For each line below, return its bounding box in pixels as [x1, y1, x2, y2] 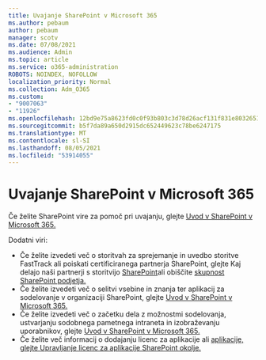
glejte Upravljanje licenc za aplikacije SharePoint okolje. [19, 343, 202, 353]
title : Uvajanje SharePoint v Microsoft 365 [8, 11, 158, 20]
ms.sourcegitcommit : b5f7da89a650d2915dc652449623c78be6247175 [8, 122, 222, 130]
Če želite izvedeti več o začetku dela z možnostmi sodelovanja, [19, 309, 227, 319]
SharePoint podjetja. [19, 276, 86, 286]
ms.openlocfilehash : [8, 115, 77, 123]
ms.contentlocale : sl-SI [8, 136, 90, 145]
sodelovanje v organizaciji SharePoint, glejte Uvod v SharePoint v [19, 293, 233, 302]
